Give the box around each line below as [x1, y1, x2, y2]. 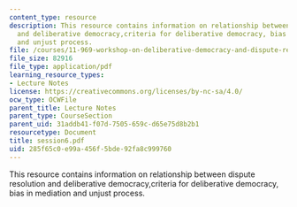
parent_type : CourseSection [9, 111, 113, 120]
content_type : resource [9, 12, 97, 22]
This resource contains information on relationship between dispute [9, 169, 255, 180]
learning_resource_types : [9, 71, 104, 80]
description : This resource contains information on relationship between [9, 21, 291, 30]
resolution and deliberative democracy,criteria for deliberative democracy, [9, 178, 279, 188]
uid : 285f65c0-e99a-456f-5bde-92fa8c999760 [9, 144, 172, 153]
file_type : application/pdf [9, 63, 113, 72]
